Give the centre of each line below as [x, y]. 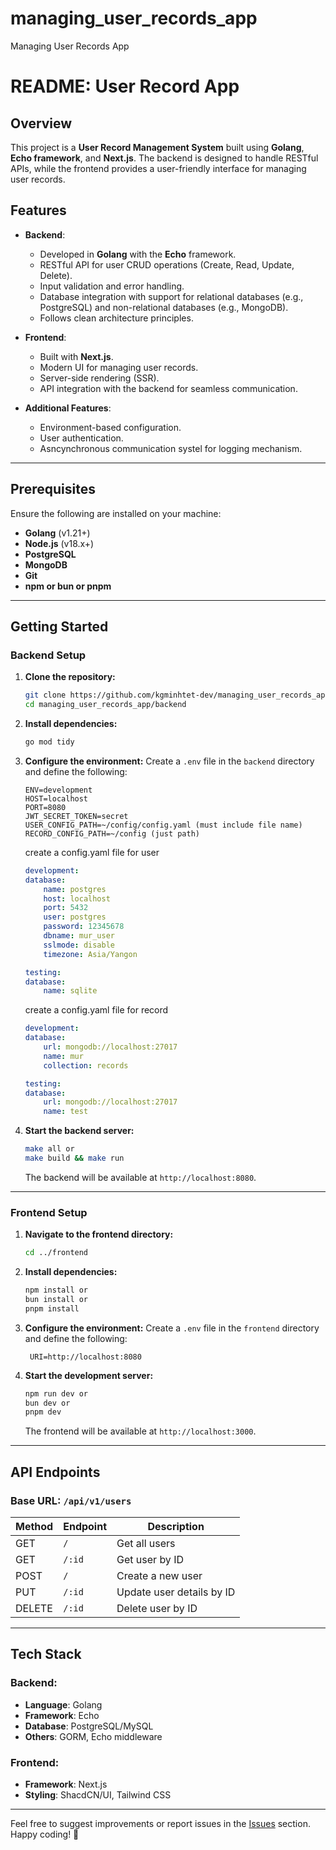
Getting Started [59, 626]
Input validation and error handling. [112, 286]
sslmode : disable [79, 945]
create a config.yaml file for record [96, 1010]
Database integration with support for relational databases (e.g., [171, 296]
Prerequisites [53, 489]
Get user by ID [150, 1559]
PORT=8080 [45, 807]
